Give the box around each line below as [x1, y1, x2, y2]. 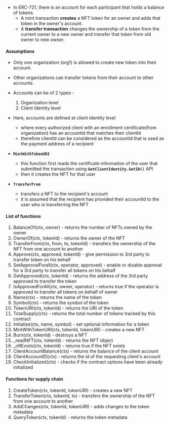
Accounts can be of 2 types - [13, 90, 75, 96]
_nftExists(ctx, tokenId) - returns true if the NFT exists [13, 343, 125, 349]
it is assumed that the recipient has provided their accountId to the [20, 196, 159, 202]
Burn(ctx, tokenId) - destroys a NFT [13, 332, 88, 338]
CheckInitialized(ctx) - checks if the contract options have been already [13, 359, 163, 365]
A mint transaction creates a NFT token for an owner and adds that [20, 15, 161, 21]
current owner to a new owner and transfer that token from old [20, 31, 151, 37]
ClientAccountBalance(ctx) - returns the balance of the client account [13, 348, 159, 354]
